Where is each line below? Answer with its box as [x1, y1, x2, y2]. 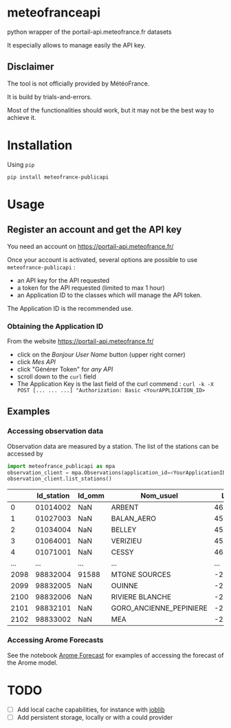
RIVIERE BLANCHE [111, 592, 172, 602]
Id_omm [78, 491, 104, 501]
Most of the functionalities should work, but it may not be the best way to [7, 105, 214, 114]
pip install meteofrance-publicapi [7, 174, 109, 181]
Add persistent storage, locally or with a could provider [16, 713, 173, 721]
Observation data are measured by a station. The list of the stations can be [7, 442, 219, 450]
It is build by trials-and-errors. [7, 92, 92, 101]
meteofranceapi [7, 5, 101, 21]
